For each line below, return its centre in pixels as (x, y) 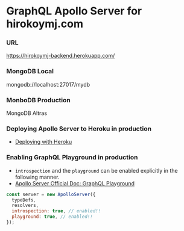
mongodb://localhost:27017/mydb (48, 84)
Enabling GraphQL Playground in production (72, 158)
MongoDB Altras (27, 113)
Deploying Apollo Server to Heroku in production (79, 129)
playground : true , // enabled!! (52, 217)
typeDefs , (24, 200)
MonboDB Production (38, 100)
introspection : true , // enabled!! (56, 211)
